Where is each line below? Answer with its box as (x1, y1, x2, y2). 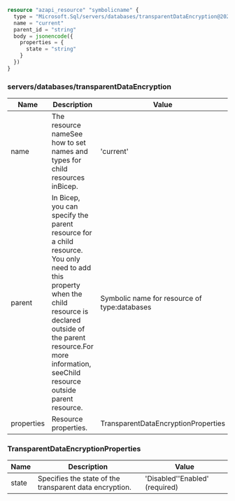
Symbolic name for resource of (100, 294, 202, 304)
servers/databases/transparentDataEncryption (7, 81, 171, 91)
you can (51, 202, 78, 211)
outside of (51, 324, 85, 334)
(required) (145, 483, 178, 493)
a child (51, 237, 73, 246)
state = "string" (25, 45, 77, 52)
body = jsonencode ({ (13, 32, 73, 40)
